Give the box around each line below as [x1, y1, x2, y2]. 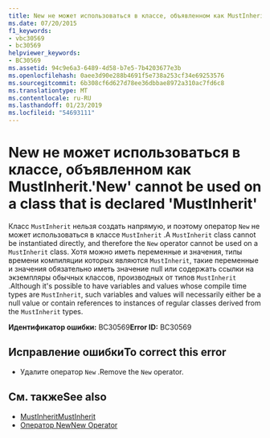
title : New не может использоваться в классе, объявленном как [8, 11, 225, 20]
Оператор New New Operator [19, 420, 118, 430]
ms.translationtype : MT [8, 86, 88, 95]
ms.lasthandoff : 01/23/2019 [8, 101, 103, 109]
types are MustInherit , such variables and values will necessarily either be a [8, 289, 261, 299]
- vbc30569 [8, 34, 45, 43]
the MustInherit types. [8, 306, 84, 316]
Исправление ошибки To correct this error [8, 346, 227, 359]
